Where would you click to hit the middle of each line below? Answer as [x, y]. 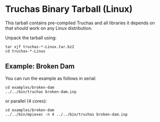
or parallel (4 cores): [26, 101]
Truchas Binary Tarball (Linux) [69, 9]
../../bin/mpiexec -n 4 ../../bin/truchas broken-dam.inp [66, 114]
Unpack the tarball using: [31, 38]
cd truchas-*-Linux [25, 51]
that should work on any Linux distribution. [49, 28]
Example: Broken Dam [40, 66]
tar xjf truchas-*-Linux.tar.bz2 [40, 47]
